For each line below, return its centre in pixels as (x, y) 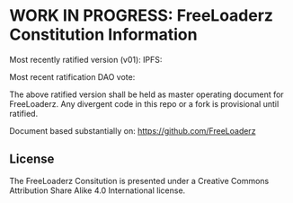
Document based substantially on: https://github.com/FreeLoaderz (133, 130)
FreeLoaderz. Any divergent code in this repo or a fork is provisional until (144, 103)
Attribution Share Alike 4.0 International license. (98, 190)
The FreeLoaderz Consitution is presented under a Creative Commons (139, 181)
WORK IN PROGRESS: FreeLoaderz (142, 16)
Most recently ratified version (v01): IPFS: (86, 59)
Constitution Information (103, 35)
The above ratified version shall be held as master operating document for (147, 94)
